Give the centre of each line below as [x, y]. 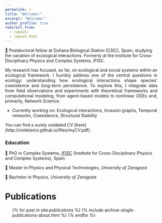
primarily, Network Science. [33, 101]
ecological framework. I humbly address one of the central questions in [81, 75]
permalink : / [18, 9]
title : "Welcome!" [23, 14]
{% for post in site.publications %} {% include [58, 210]
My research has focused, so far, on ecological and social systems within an [81, 70]
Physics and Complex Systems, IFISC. [67, 61]
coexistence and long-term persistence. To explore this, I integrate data [81, 85]
